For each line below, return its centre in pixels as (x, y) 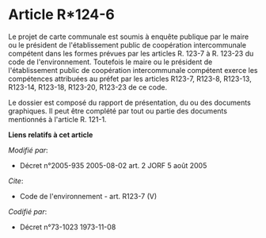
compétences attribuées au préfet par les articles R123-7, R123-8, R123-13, (130, 79)
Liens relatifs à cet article (51, 134)
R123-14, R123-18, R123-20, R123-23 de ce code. (88, 87)
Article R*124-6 (61, 15)
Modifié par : (28, 150)
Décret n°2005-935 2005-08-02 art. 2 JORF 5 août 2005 (113, 165)
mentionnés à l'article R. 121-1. (57, 119)
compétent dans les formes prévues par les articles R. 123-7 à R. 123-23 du (131, 53)
